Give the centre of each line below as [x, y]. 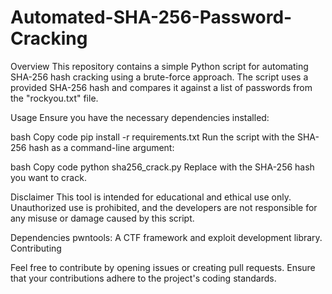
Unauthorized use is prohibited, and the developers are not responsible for [164, 207]
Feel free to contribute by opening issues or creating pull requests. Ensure [163, 267]
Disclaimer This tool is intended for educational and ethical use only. [151, 197]
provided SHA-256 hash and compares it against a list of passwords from [161, 87]
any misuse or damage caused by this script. [102, 218]
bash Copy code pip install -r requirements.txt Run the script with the [152, 137]
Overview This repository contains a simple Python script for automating [159, 66]
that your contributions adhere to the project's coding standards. [143, 278]
